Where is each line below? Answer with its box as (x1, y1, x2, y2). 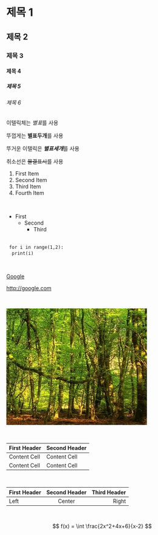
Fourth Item (15, 189, 44, 196)
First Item (15, 169, 39, 177)
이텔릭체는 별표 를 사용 (6, 119, 59, 126)
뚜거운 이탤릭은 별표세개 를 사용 (6, 145, 80, 152)
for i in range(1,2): (9, 244, 64, 250)
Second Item (15, 176, 47, 183)
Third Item (15, 183, 41, 190)
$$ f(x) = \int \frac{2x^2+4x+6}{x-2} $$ (52, 523, 152, 530)
